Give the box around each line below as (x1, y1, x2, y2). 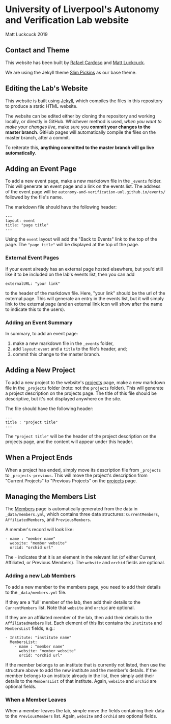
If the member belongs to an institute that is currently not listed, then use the (5, 661, 166, 668)
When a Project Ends (5, 453, 73, 462)
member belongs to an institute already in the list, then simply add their (5, 673, 154, 679)
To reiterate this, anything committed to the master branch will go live (5, 144, 154, 151)
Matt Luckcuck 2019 (5, 31, 48, 37)
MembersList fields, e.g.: (5, 625, 55, 631)
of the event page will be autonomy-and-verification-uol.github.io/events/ (5, 189, 165, 195)
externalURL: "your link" (5, 281, 60, 286)
